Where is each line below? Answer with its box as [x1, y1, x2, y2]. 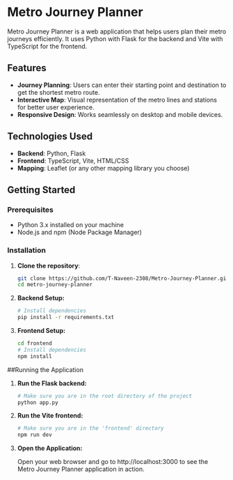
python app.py [17, 398, 58, 406]
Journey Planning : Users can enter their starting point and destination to [17, 81, 227, 89]
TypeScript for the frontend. [7, 42, 88, 50]
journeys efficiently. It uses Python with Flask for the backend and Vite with [7, 34, 223, 42]
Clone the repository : [17, 261, 81, 270]
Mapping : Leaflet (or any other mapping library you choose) [17, 164, 190, 172]
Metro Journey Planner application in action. [17, 465, 145, 474]
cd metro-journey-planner [17, 281, 93, 288]
